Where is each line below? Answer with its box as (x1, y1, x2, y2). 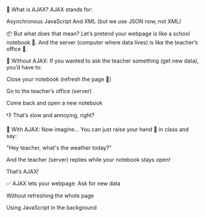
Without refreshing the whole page (6, 192, 94, 199)
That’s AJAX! (6, 168, 39, 175)
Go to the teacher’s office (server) (6, 88, 92, 94)
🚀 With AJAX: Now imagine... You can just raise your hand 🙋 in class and (6, 126, 189, 133)
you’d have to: (6, 64, 42, 70)
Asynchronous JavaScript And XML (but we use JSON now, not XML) (6, 18, 182, 25)
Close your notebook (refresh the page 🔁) (6, 75, 112, 83)
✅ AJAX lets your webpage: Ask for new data (6, 180, 121, 187)
